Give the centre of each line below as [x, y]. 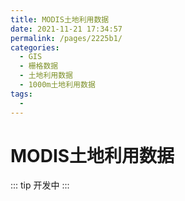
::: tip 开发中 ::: [40, 185]
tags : [21, 94]
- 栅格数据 [39, 66]
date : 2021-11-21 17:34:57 [66, 29]
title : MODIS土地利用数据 [60, 19]
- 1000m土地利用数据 [57, 85]
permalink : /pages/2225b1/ [66, 38]
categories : [35, 47]
